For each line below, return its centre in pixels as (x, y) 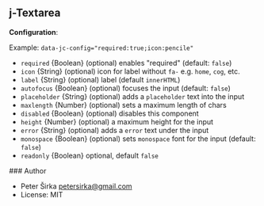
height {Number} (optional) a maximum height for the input (117, 121)
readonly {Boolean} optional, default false (90, 155)
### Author (28, 170)
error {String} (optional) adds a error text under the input (115, 130)
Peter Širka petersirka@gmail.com (77, 186)
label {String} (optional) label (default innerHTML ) (100, 79)
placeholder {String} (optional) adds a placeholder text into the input (132, 96)
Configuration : (34, 32)
